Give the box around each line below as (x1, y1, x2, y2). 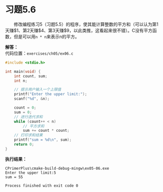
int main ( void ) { (5, 69, 41, 74)
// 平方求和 (23, 123, 44, 128)
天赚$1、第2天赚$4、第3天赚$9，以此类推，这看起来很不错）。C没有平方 (5, 27, 153, 33)
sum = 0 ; (14, 110, 32, 115)
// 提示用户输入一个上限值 (14, 87, 61, 92)
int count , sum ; (14, 74, 48, 78)
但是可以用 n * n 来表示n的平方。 (13, 34, 80, 39)
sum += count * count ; (23, 128, 70, 133)
